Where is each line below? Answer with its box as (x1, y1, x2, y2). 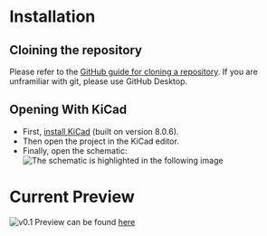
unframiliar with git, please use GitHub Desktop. (9, 76, 188, 87)
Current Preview (9, 187, 135, 207)
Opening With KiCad (9, 102, 128, 118)
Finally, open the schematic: (22, 145, 128, 156)
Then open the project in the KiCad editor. (22, 136, 179, 146)
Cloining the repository (9, 42, 143, 58)
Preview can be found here (34, 216, 136, 227)
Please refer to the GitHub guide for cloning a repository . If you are (9, 66, 258, 77)
